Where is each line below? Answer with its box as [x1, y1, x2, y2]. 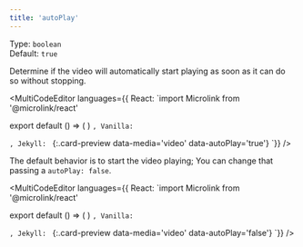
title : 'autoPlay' [9, 13, 79, 23]
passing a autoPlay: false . [9, 164, 112, 175]
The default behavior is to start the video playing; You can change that [9, 155, 274, 166]
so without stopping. [9, 74, 86, 86]
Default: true [9, 47, 58, 59]
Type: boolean [9, 38, 62, 49]
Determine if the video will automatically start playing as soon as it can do [9, 65, 286, 76]
